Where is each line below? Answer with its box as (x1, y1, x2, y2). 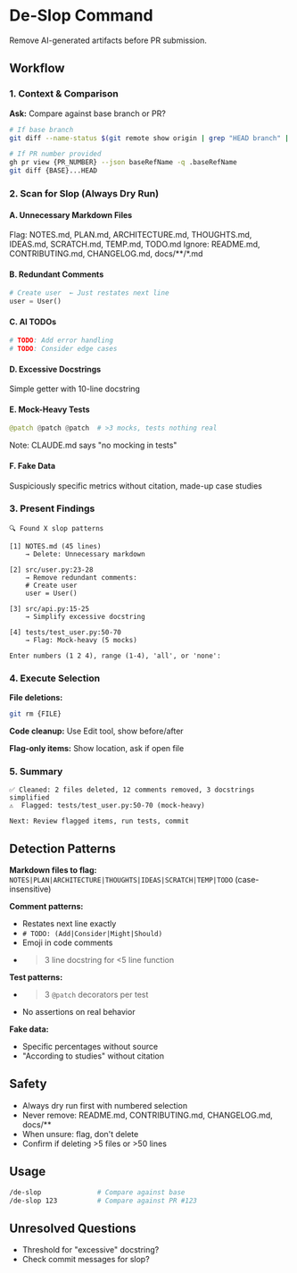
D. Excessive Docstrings (9, 364, 102, 374)
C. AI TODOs (9, 316, 57, 327)
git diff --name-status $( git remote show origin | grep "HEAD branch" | (9, 133, 290, 143)
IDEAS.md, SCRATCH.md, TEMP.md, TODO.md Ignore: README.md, (9, 239, 260, 250)
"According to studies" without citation (21, 1051, 165, 1061)
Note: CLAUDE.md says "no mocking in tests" (9, 440, 177, 451)
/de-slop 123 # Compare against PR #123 (9, 1196, 198, 1205)
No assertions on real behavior (21, 1007, 136, 1018)
